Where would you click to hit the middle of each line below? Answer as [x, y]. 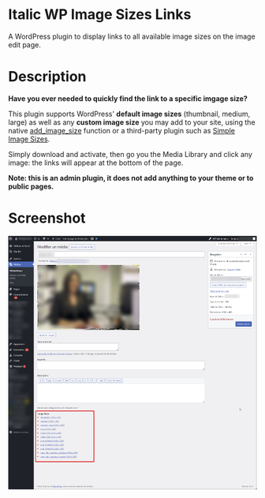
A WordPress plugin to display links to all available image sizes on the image [132, 36]
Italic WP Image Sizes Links [100, 15]
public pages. [31, 186]
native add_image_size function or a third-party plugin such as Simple [121, 130]
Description [47, 77]
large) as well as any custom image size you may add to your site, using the [132, 122]
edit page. [24, 44]
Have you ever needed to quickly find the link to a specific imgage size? [128, 98]
